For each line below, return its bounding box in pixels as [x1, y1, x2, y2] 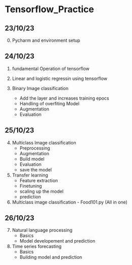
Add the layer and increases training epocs [19, 95, 109, 101]
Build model [19, 156, 45, 162]
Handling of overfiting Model [19, 100, 79, 106]
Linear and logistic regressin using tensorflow [12, 75, 107, 81]
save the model [19, 166, 52, 172]
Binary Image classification [12, 85, 69, 91]
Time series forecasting [12, 243, 62, 250]
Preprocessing [19, 145, 50, 151]
